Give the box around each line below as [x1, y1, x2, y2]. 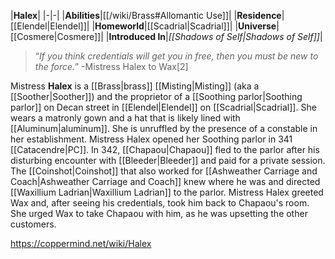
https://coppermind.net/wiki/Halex [10, 238, 152, 249]
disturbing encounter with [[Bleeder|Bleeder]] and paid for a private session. [10, 155, 326, 166]
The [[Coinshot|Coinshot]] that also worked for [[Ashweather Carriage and [10, 165, 318, 177]
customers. [10, 218, 57, 230]
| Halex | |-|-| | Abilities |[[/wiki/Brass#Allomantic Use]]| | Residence [10, 10, 282, 21]
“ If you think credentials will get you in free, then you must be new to [34, 50, 319, 62]
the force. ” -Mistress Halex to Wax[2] [34, 61, 189, 72]
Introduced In [108, 31, 167, 42]
